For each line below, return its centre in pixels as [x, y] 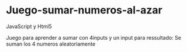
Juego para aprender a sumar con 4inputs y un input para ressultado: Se [93, 37]
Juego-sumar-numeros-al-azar [84, 10]
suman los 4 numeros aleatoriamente [51, 44]
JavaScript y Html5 [29, 26]
